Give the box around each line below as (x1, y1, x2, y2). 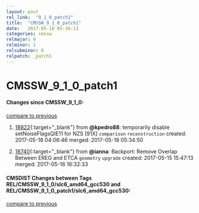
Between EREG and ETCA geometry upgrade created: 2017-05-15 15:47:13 (14, 155, 194, 162)
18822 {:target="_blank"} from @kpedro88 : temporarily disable (14, 124, 170, 131)
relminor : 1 (6, 42, 36, 48)
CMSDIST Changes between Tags (6, 174, 92, 181)
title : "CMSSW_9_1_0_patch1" (6, 20, 82, 26)
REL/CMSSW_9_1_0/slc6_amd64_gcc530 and (6, 180, 121, 188)
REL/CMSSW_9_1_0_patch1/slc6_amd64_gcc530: (6, 187, 131, 194)
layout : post (6, 8, 39, 15)
